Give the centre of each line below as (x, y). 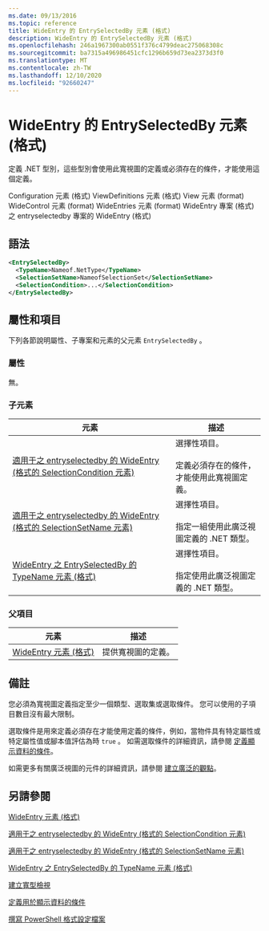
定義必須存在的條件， (215, 465)
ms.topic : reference (43, 23)
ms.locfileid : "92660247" (51, 83)
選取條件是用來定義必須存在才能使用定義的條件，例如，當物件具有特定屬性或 (134, 731)
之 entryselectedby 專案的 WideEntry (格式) (80, 216)
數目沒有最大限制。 (46, 714)
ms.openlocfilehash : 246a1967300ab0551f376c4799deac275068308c (116, 46)
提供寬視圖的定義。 (138, 653)
